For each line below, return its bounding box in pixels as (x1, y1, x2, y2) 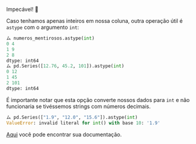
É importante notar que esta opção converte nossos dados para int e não (6, 96, 190, 103)
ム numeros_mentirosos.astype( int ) (6, 35, 95, 41)
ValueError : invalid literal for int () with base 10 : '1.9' (6, 120, 161, 126)
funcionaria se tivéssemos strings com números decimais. (6, 103, 151, 110)
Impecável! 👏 (6, 6, 39, 13)
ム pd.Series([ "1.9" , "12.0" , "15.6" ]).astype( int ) (6, 114, 138, 120)
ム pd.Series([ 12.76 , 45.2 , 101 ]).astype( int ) (6, 63, 125, 69)
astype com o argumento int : (6, 24, 80, 31)
